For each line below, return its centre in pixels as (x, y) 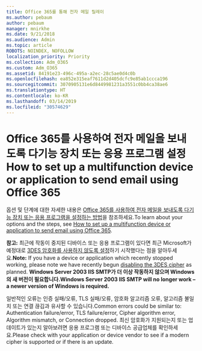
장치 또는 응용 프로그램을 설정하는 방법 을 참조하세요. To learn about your (98, 217)
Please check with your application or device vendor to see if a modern (101, 335)
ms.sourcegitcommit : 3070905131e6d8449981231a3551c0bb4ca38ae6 (87, 85)
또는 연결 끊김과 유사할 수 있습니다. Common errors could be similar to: (97, 306)
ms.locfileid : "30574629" (38, 107)
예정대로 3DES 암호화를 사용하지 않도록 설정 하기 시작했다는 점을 (81, 250)
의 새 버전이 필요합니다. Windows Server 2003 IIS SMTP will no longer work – (101, 279)
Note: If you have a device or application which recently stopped (93, 258)
